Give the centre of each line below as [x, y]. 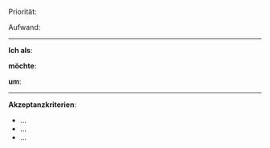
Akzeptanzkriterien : [43, 105]
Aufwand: [25, 27]
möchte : [22, 66]
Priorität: [23, 12]
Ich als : [21, 50]
